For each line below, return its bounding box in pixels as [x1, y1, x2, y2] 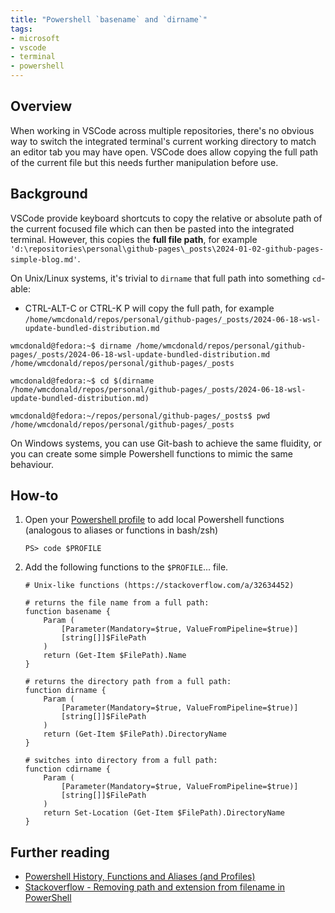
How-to [10, 487, 59, 505]
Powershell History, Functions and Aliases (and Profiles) [24, 871, 256, 883]
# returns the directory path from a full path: [24, 677, 232, 687]
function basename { [24, 607, 111, 617]
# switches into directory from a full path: [24, 756, 218, 766]
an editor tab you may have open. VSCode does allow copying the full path [10, 146, 319, 158]
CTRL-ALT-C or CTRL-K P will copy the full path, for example [24, 302, 275, 314]
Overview [10, 98, 73, 115]
